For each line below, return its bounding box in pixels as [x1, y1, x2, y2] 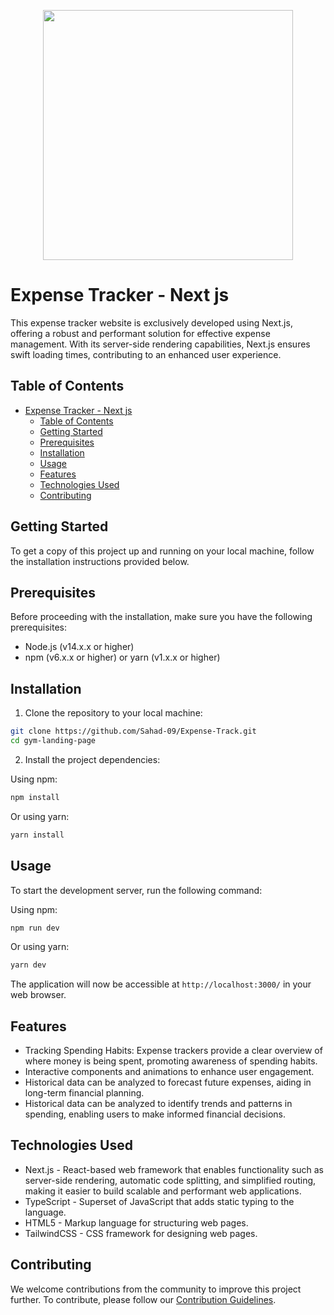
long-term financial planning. [24, 1087, 145, 1099]
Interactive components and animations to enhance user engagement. [24, 1066, 315, 1078]
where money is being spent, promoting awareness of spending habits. [24, 1055, 318, 1067]
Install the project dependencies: [24, 753, 161, 765]
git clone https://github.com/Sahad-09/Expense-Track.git [10, 726, 257, 737]
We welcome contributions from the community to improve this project [10, 1283, 302, 1295]
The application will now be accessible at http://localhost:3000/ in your [10, 978, 312, 990]
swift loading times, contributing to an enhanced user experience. [10, 348, 282, 360]
